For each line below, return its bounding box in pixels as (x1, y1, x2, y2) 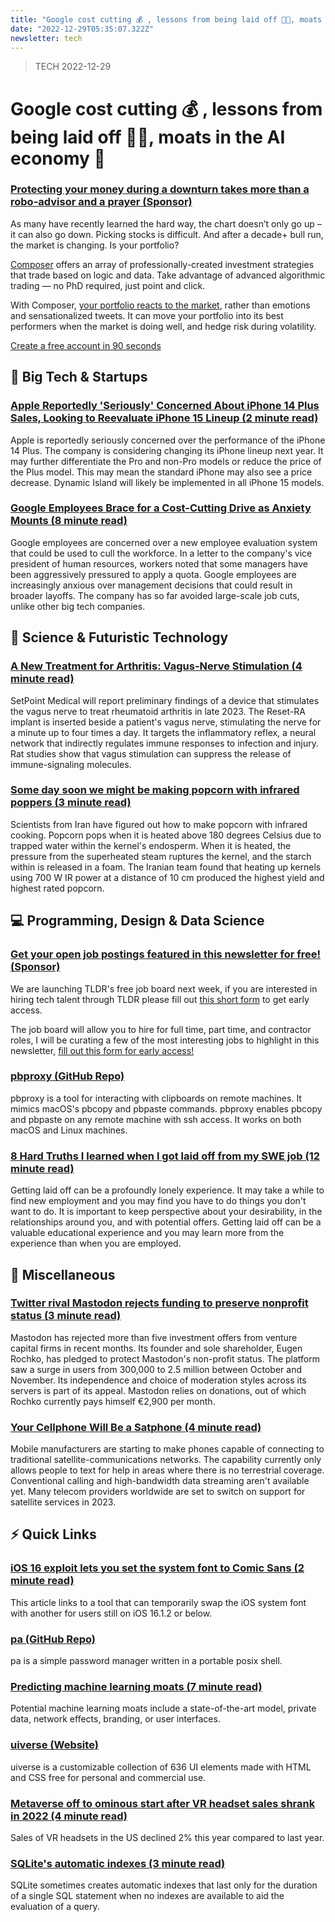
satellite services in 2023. (10, 1496, 117, 1508)
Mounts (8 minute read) (10, 514, 128, 528)
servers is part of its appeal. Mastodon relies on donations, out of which (10, 1384, 307, 1396)
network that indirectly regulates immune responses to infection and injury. (10, 737, 320, 749)
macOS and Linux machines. (10, 1124, 128, 1136)
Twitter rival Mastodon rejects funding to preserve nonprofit (10, 1296, 309, 1310)
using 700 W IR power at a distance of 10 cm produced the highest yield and (10, 871, 325, 883)
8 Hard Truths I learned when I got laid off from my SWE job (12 (10, 1149, 321, 1163)
